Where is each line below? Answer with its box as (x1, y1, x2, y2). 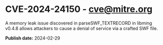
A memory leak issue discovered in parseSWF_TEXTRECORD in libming (5, 20, 152, 26)
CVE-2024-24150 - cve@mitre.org (5, 3, 153, 15)
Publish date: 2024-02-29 (5, 35, 60, 41)
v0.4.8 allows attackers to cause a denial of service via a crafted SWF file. (5, 25, 158, 31)
